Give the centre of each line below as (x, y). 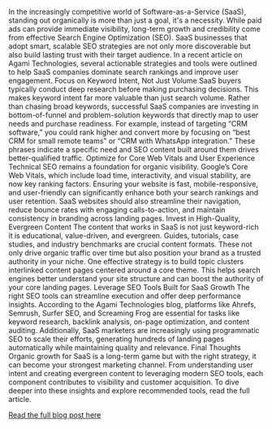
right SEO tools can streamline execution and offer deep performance (125, 296)
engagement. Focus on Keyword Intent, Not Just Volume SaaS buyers (125, 81)
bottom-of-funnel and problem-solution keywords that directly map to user (134, 115)
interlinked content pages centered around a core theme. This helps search (135, 270)
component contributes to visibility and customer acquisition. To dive (124, 382)
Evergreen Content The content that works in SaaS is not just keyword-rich (134, 227)
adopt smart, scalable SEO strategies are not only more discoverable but (130, 46)
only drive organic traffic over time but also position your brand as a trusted (135, 253)
